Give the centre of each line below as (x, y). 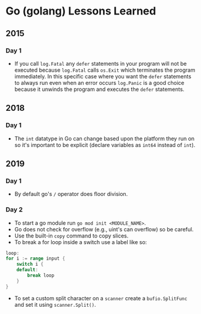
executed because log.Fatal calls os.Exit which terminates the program (105, 70)
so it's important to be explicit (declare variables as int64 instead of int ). (105, 145)
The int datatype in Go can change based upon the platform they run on (104, 138)
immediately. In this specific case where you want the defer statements (103, 76)
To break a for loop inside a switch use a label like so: (81, 242)
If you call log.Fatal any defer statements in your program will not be (100, 63)
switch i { (30, 264)
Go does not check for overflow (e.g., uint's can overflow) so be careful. (104, 229)
